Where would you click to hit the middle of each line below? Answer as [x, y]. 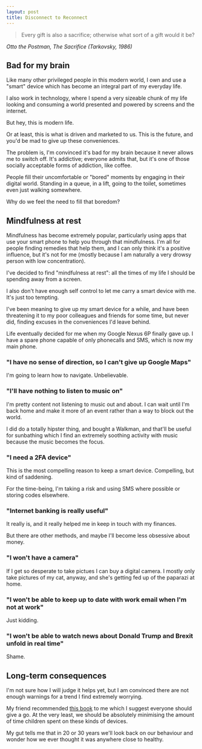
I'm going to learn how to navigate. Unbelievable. [67, 375]
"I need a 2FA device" [39, 457]
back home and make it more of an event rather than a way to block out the [100, 410]
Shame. [16, 656]
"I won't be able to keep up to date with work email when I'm [96, 600]
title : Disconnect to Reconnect [47, 18]
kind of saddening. [30, 477]
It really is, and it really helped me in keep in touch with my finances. [91, 524]
